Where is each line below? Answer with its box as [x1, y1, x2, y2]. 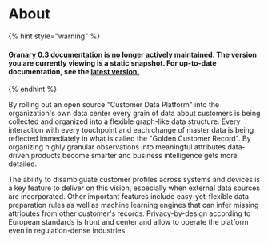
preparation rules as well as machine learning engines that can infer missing [8, 201, 259, 210]
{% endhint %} [8, 85, 58, 94]
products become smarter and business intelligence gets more [30, 151, 238, 161]
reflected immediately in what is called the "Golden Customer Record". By [8, 133, 252, 144]
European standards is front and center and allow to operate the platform [8, 217, 249, 227]
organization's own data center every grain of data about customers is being [8, 109, 261, 118]
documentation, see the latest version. [8, 66, 140, 76]
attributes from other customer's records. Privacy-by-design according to [8, 209, 251, 218]
